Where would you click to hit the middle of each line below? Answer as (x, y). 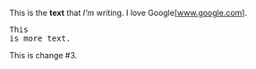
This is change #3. (43, 55)
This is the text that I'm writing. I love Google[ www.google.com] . (128, 13)
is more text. (40, 38)
